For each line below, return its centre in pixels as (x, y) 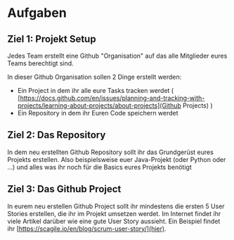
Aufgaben (37, 13)
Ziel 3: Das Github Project (64, 189)
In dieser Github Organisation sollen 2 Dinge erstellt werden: (95, 77)
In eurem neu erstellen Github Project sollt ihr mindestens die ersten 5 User (116, 206)
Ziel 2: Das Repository (57, 135)
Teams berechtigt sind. (40, 63)
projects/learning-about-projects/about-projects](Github (99, 106)
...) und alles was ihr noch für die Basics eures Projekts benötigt (99, 167)
